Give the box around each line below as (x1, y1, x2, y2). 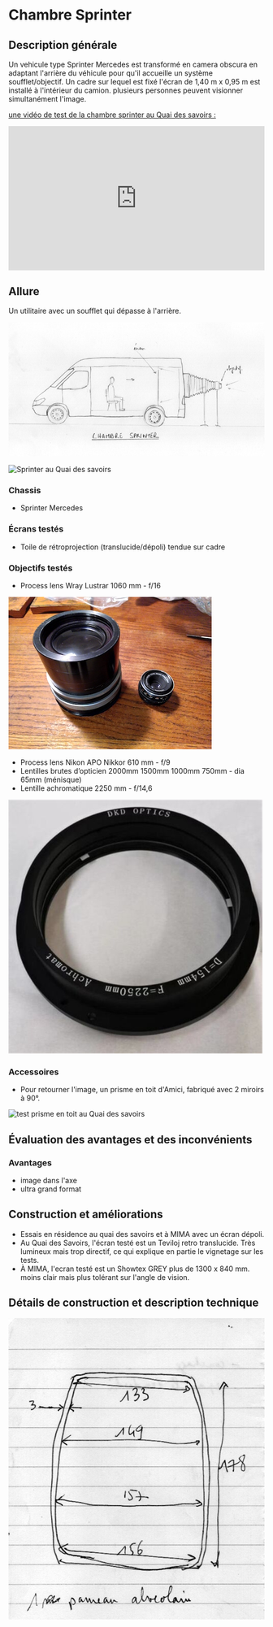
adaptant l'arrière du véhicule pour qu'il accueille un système (8, 68, 214, 78)
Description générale (8, 38, 118, 52)
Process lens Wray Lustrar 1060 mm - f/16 (19, 581, 161, 591)
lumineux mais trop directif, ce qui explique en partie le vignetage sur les (19, 1246, 264, 1256)
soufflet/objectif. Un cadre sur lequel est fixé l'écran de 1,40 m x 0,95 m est (8, 77, 261, 86)
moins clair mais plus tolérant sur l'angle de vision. (19, 1272, 190, 1282)
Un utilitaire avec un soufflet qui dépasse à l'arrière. (8, 306, 181, 316)
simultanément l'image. (8, 94, 87, 103)
